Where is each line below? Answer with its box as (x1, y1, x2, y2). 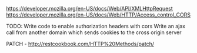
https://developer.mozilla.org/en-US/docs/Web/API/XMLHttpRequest (6, 5, 173, 12)
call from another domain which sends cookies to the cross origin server (6, 29, 182, 36)
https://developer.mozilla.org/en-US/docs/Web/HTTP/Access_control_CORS (6, 11, 191, 18)
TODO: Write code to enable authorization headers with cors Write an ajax (6, 23, 186, 29)
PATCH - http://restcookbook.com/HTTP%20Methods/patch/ (6, 41, 155, 47)
